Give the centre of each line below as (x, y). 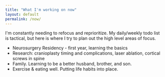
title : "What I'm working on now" (41, 10)
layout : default (22, 14)
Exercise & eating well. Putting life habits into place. (65, 69)
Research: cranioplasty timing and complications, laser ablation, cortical (86, 53)
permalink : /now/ (23, 19)
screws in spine (28, 59)
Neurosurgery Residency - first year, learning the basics (70, 48)
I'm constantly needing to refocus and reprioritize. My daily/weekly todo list (82, 33)
